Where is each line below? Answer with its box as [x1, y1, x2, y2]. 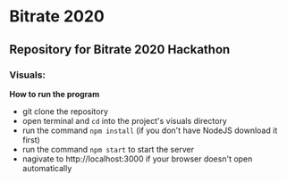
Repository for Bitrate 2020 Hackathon [9, 42, 231, 57]
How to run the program [9, 88, 100, 99]
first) [21, 134, 40, 145]
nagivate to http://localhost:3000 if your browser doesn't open [21, 153, 253, 164]
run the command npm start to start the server [21, 144, 195, 154]
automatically [21, 162, 72, 173]
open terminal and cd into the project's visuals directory [21, 115, 228, 126]
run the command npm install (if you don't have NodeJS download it [21, 125, 278, 136]
